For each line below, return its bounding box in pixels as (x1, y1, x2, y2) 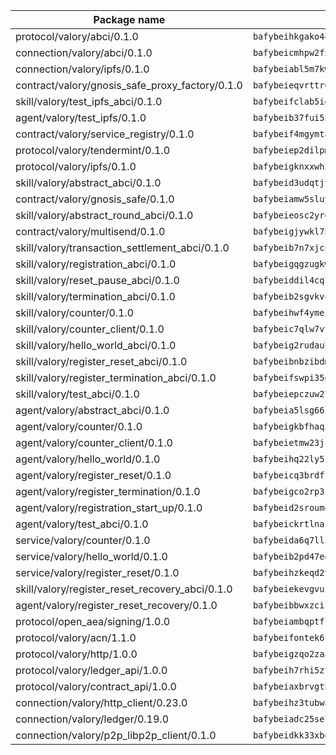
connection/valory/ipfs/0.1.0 (15, 62, 150, 76)
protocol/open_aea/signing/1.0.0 (15, 615, 171, 628)
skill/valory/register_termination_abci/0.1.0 (15, 371, 217, 384)
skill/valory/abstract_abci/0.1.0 (15, 176, 162, 189)
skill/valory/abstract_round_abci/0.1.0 (15, 209, 194, 222)
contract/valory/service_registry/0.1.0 (15, 127, 195, 141)
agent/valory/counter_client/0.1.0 (15, 436, 173, 449)
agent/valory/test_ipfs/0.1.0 (15, 111, 147, 124)
